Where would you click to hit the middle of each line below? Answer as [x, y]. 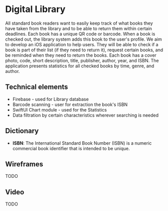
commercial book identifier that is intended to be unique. [71, 148]
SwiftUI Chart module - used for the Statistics [60, 110]
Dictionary [22, 131]
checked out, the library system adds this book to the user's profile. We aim [83, 39]
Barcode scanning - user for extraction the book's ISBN [70, 104]
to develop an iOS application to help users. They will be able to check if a [82, 44]
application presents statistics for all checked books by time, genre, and [80, 66]
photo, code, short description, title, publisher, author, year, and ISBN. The [82, 60]
